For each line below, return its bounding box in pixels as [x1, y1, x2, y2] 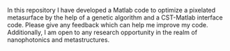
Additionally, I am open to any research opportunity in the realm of [7, 28, 197, 36]
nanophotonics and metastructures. [7, 36, 110, 44]
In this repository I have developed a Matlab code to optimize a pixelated [7, 6, 216, 14]
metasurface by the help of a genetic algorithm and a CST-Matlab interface [7, 13, 223, 22]
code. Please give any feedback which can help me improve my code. [7, 21, 208, 29]
